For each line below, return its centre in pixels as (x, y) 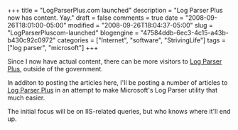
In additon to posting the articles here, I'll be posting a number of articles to (118, 83)
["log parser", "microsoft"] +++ (53, 48)
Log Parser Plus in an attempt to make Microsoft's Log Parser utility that (113, 90)
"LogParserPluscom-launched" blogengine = (73, 32)
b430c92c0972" (32, 40)
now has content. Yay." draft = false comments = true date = (96, 18)
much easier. (26, 97)
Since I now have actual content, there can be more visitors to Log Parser (115, 61)
